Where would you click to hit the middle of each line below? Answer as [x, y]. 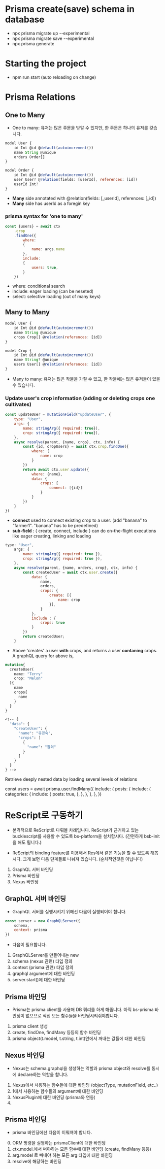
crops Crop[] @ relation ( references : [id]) [58, 337]
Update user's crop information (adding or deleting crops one [80, 398]
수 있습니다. [24, 385]
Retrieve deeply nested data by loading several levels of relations [71, 779]
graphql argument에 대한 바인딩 [44, 973]
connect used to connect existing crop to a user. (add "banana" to [80, 520]
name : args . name [48, 249]
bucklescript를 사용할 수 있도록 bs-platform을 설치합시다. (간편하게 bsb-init [86, 836]
